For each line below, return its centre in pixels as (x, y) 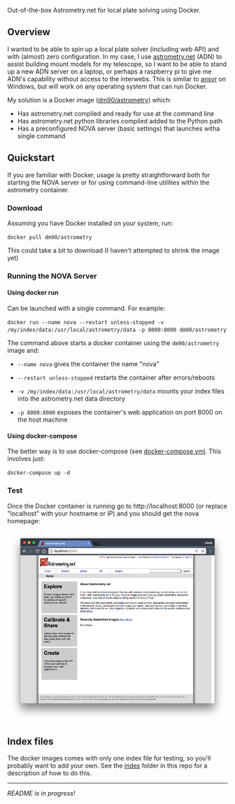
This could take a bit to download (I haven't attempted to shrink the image (114, 250)
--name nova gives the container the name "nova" (88, 364)
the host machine (42, 420)
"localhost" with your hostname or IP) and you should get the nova (103, 513)
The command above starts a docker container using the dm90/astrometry (113, 343)
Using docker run (33, 293)
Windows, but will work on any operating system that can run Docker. (107, 86)
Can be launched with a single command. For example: (86, 309)
